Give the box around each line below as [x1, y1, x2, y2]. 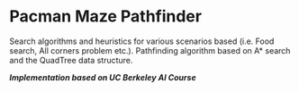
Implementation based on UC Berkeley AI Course [9, 71, 196, 82]
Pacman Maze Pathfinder [9, 6, 203, 27]
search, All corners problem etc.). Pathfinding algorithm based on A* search [9, 45, 291, 55]
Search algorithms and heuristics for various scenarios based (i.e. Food [9, 36, 275, 46]
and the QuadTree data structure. [9, 54, 133, 65]
